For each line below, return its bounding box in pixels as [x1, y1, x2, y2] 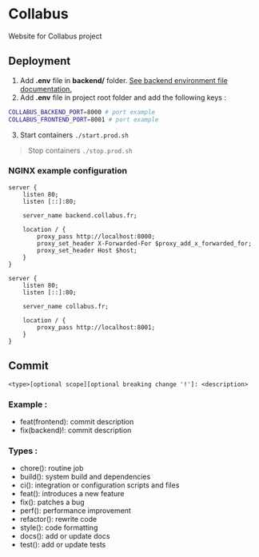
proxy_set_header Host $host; [37, 246, 137, 254]
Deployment [8, 54, 71, 68]
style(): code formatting [19, 523, 98, 532]
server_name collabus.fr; [22, 302, 110, 310]
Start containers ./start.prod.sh [19, 129, 129, 140]
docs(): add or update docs [19, 531, 110, 541]
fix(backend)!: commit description [19, 425, 132, 435]
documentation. [19, 84, 72, 93]
